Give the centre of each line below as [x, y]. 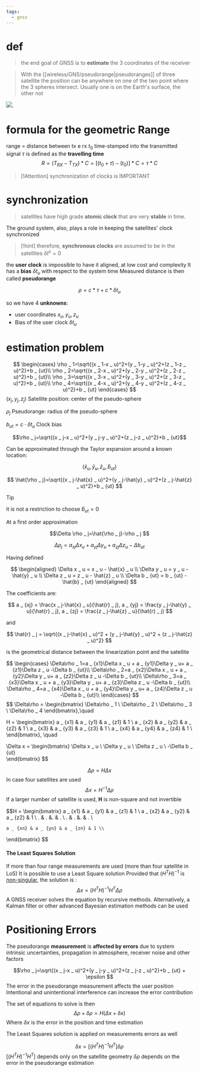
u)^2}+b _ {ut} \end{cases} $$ [99, 389]
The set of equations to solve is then [51, 1004]
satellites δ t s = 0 [41, 252]
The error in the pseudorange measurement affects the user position [90, 986]
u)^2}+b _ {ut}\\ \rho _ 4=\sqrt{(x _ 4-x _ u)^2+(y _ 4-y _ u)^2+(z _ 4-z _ [99, 383]
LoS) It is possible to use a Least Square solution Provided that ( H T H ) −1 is [95, 873]
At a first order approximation [42, 522]
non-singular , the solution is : [41, 880]
